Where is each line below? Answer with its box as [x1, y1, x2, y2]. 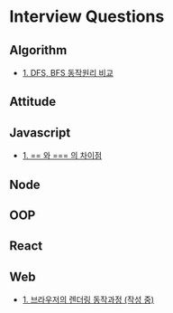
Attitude [9, 94, 57, 109]
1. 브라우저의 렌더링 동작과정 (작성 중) [22, 294, 155, 305]
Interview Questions [9, 6, 165, 27]
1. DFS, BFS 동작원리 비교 [22, 68, 114, 78]
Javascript [9, 125, 71, 140]
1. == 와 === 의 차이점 [22, 150, 102, 161]
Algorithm [9, 43, 68, 58]
